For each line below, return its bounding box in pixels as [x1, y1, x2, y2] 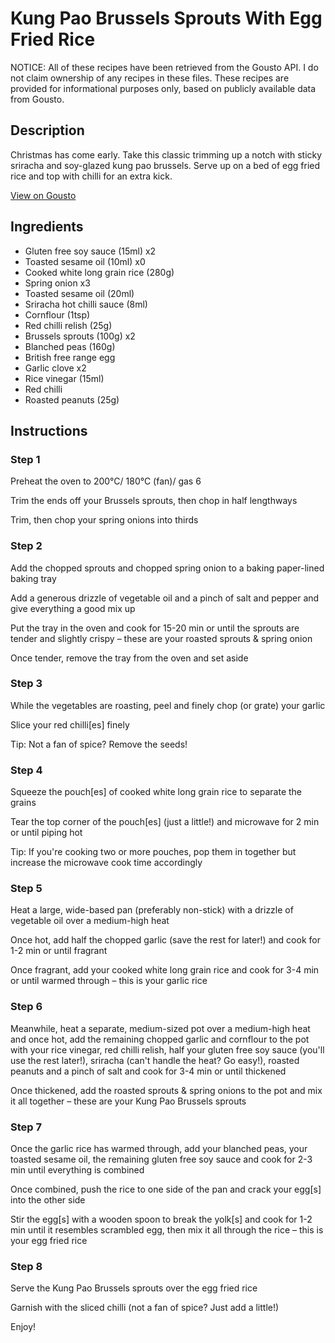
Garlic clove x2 [24, 362, 87, 374]
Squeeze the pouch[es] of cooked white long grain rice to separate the [10, 786, 303, 798]
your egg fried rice [10, 1235, 88, 1247]
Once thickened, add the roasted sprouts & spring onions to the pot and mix [10, 1084, 323, 1096]
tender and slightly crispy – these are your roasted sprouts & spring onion [10, 632, 313, 644]
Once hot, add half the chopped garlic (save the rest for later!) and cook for [10, 934, 321, 946]
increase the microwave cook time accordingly [10, 857, 203, 869]
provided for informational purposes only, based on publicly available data [10, 82, 317, 94]
